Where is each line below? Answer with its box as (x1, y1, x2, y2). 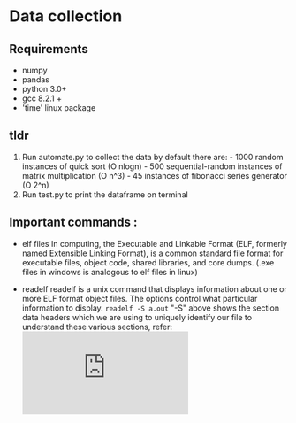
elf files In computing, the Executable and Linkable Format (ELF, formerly (21, 238, 287, 249)
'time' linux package (21, 103, 96, 112)
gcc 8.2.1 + (21, 93, 62, 104)
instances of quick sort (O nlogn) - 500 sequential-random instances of (21, 161, 283, 172)
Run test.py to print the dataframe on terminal (21, 188, 188, 200)
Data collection (9, 6, 123, 27)
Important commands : (9, 215, 138, 230)
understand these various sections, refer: (21, 321, 172, 332)
